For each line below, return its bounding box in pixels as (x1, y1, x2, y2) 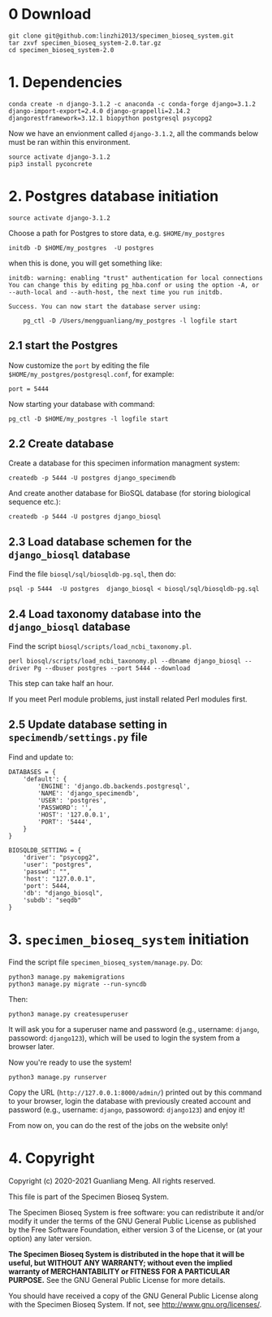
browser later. (8, 1041, 55, 1051)
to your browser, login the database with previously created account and (8, 1096, 252, 1105)
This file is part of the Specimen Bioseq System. (8, 1192, 169, 1201)
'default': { (23, 775, 67, 783)
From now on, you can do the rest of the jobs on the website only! (8, 1120, 229, 1130)
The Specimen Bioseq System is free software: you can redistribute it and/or (8, 1207, 265, 1217)
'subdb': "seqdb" (23, 896, 82, 904)
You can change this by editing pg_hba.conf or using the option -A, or (8, 281, 260, 289)
